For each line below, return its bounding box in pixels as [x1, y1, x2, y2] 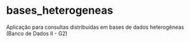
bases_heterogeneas [6, 4, 114, 17]
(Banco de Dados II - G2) [6, 29, 68, 37]
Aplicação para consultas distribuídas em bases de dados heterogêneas [6, 23, 184, 31]
